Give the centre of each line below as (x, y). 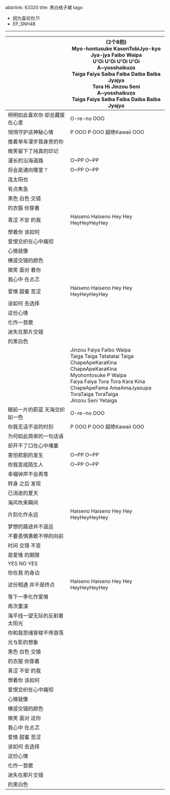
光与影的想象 (23, 642)
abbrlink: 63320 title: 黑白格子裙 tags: (45, 7)
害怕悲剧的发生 (26, 455)
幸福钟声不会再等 (28, 474)
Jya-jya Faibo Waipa (116, 55)
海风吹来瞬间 (23, 502)
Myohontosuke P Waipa (98, 375)
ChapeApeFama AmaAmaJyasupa (111, 388)
